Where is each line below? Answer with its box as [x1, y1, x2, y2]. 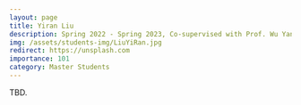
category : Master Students [9, 63, 110, 72]
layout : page [9, 12, 58, 22]
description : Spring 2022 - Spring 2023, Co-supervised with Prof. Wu [9, 29, 279, 38]
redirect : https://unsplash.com [9, 46, 130, 55]
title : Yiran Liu [9, 21, 74, 30]
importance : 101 [9, 54, 70, 63]
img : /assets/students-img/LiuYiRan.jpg [9, 37, 163, 47]
